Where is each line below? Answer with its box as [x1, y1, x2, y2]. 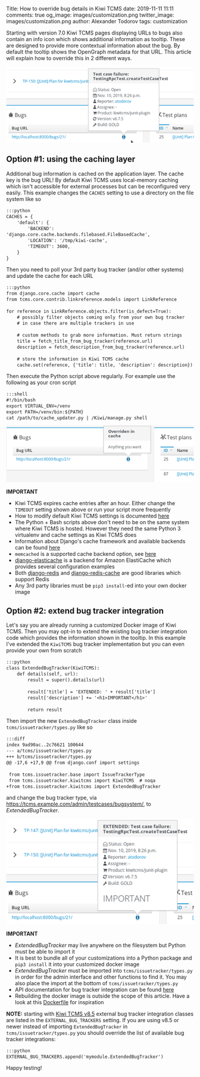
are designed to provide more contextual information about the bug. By [6, 42, 180, 49]
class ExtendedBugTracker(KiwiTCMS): [6, 665, 100, 671]
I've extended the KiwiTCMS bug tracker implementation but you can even [6, 640, 185, 648]
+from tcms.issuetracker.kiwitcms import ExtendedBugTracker [6, 784, 161, 790]
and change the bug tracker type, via [6, 794, 97, 801]
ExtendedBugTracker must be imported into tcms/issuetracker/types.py [14, 967, 193, 974]
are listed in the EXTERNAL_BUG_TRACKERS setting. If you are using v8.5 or [6, 1016, 179, 1023]
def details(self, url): [17, 671, 79, 677]
